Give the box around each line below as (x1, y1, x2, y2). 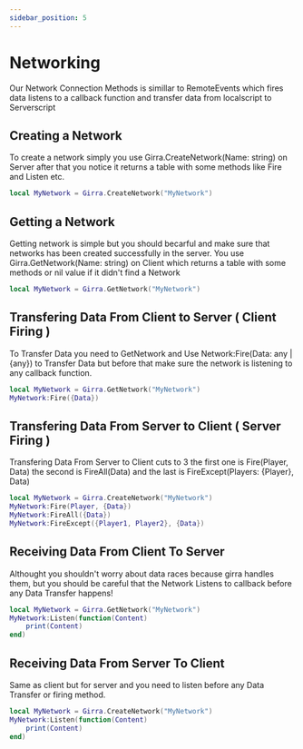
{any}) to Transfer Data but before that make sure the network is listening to (9, 358, 293, 369)
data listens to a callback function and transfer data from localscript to (9, 92, 272, 103)
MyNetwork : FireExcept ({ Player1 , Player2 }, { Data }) (9, 518, 205, 527)
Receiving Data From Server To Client (9, 655, 225, 671)
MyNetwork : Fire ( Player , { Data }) (9, 502, 132, 511)
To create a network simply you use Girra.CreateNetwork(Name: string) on (9, 152, 288, 163)
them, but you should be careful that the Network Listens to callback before (9, 577, 292, 588)
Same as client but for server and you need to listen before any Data (9, 679, 265, 690)
